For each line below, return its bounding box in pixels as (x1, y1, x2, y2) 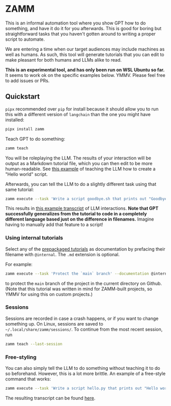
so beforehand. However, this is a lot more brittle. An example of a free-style (5, 370, 166, 377)
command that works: (5, 376, 51, 382)
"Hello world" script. (5, 171, 48, 177)
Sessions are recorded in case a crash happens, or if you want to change (5, 315, 159, 321)
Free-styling (5, 354, 37, 361)
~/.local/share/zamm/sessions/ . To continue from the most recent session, (5, 326, 163, 332)
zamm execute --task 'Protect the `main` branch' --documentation (5, 271, 149, 276)
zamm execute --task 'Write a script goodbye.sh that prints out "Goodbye (5, 196, 167, 201)
